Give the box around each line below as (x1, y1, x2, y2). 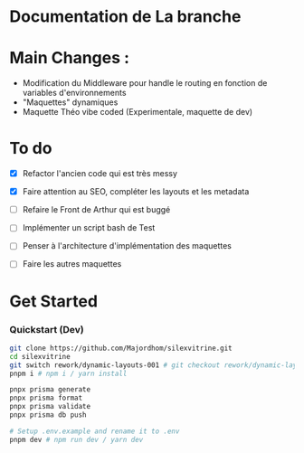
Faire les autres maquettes (22, 259, 122, 269)
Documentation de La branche (9, 6, 242, 27)
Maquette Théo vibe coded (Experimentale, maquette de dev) (22, 107, 253, 118)
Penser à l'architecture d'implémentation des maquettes (22, 241, 233, 251)
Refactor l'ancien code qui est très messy (22, 168, 178, 179)
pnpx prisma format (9, 393, 83, 403)
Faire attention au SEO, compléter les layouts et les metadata (22, 186, 250, 197)
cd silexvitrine (9, 352, 71, 361)
